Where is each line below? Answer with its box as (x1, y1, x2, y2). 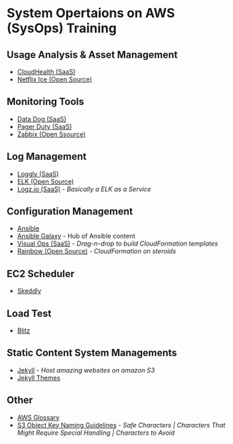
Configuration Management (6, 206, 134, 218)
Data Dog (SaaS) (16, 114, 67, 123)
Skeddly (16, 287, 41, 296)
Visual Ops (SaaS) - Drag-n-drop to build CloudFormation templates (16, 239, 219, 248)
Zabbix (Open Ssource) (16, 130, 86, 138)
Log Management (6, 151, 87, 163)
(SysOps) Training (6, 20, 117, 36)
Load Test (6, 307, 51, 319)
